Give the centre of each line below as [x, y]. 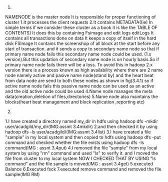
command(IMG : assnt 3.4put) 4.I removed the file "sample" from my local [81, 148]
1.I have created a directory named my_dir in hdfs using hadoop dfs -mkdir [82, 121]
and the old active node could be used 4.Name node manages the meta [79, 91]
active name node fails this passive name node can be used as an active [80, 86]
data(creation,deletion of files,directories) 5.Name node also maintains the [82, 96]
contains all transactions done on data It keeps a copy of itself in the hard [81, 38]
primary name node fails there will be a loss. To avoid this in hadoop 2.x [79, 65]
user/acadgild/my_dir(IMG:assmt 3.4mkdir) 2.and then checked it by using [81, 126]
